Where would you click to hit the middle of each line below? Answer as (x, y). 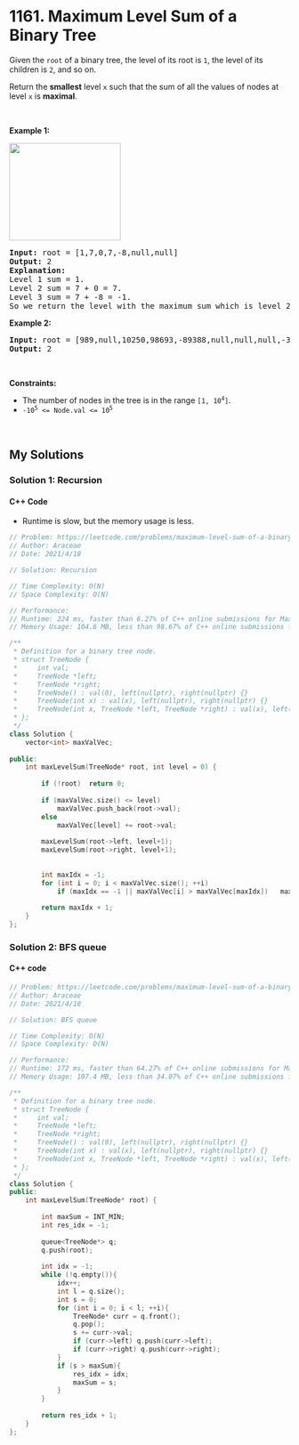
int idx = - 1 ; (67, 1267)
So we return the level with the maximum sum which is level (145, 306)
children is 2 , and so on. (53, 69)
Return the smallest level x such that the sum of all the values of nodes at (144, 86)
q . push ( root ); (67, 1250)
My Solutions (47, 455)
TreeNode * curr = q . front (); (126, 1316)
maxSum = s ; (95, 1382)
